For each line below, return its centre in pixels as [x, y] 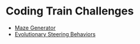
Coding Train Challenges [70, 11]
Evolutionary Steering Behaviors [55, 34]
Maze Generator [35, 28]
